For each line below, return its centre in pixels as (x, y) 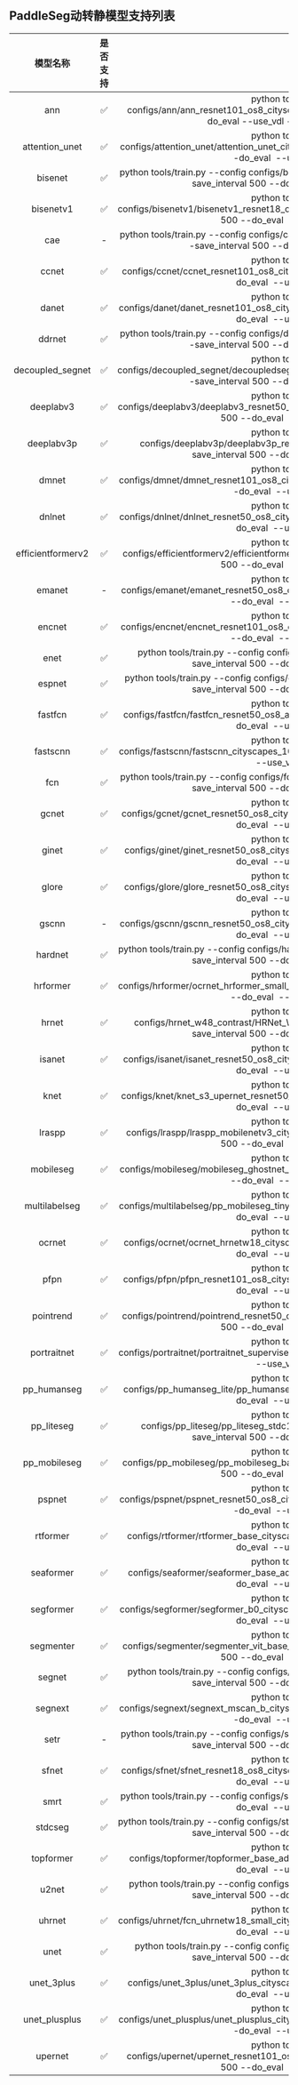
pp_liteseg (52, 1425)
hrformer (52, 985)
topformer (52, 1858)
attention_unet (52, 147)
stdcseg (52, 1827)
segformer (52, 1609)
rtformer (52, 1536)
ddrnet (52, 339)
